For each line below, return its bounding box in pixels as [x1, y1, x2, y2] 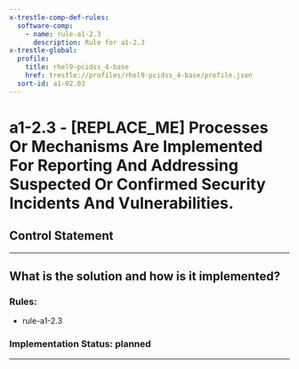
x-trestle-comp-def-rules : [9, 12, 109, 22]
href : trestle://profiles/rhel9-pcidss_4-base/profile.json [25, 71, 253, 80]
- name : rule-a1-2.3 [25, 29, 101, 38]
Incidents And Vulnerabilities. [9, 193, 234, 213]
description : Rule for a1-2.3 [32, 37, 145, 47]
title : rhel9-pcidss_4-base [25, 63, 129, 72]
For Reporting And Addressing [9, 155, 238, 175]
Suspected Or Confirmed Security [9, 174, 266, 194]
